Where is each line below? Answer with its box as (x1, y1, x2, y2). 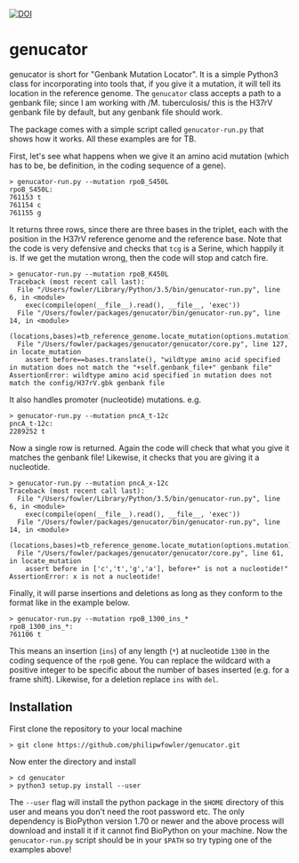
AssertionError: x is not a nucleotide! (9, 572, 162, 581)
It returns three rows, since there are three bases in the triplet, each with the (9, 223, 289, 235)
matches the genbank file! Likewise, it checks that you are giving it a (9, 452, 260, 463)
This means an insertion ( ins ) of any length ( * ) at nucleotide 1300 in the (9, 645, 270, 656)
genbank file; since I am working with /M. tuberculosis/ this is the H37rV (9, 97, 273, 108)
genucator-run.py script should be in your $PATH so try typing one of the (9, 835, 272, 845)
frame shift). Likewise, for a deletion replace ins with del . (9, 673, 219, 684)
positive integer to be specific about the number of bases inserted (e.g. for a (9, 664, 290, 675)
